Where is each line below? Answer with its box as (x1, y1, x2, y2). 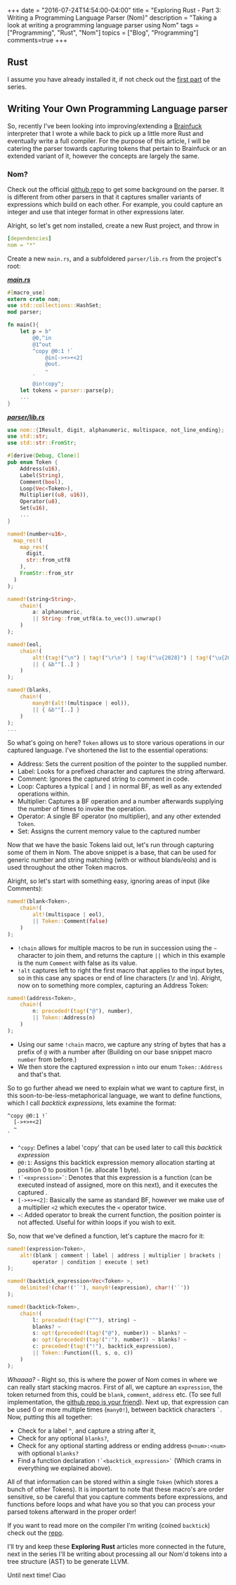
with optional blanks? (17, 1448, 79, 1457)
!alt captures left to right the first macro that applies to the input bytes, (17, 966, 225, 975)
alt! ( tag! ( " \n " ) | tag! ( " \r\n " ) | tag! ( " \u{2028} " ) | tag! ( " (32, 654, 216, 661)
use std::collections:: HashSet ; (7, 302, 102, 309)
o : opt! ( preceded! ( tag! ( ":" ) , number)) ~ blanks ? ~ (32, 1336, 188, 1343)
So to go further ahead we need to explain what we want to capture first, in (7, 1083, 225, 1092)
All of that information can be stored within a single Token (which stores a (7, 1477, 218, 1486)
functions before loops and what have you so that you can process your (7, 1500, 216, 1508)
